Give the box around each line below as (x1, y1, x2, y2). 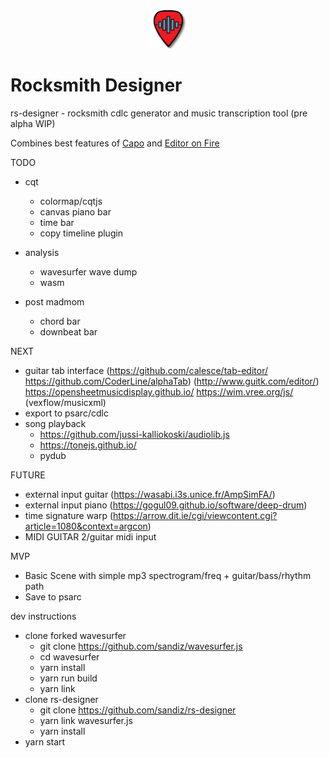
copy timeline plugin (39, 227, 124, 239)
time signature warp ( (24, 509, 114, 521)
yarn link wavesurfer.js (39, 714, 133, 726)
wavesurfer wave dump (39, 265, 138, 278)
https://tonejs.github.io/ (39, 439, 137, 451)
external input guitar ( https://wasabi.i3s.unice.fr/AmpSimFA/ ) (24, 488, 276, 500)
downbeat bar (39, 325, 98, 338)
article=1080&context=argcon (24, 520, 148, 532)
